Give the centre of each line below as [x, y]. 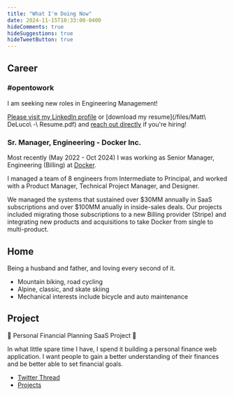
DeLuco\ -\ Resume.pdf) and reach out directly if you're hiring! [97, 124]
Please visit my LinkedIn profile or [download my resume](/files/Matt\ [107, 117]
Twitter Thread [39, 377]
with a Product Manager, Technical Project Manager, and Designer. [103, 186]
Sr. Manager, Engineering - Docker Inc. [74, 142]
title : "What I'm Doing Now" [50, 14]
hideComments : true [36, 27]
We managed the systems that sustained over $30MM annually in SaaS [110, 199]
